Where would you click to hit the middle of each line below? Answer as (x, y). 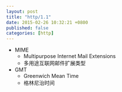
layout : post (22, 11)
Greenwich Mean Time (51, 76)
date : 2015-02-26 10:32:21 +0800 (47, 22)
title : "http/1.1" (29, 17)
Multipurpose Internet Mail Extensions (70, 56)
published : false (27, 28)
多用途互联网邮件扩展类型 (55, 63)
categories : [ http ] (30, 33)
